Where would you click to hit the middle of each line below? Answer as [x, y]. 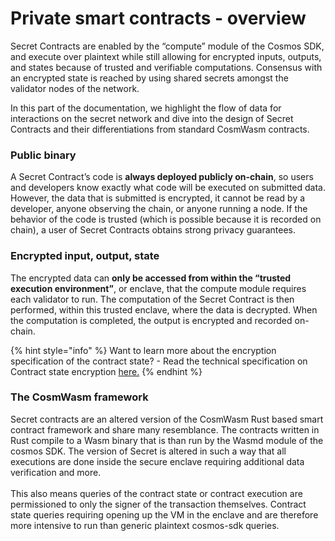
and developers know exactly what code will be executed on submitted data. [168, 188]
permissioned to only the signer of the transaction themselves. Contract [158, 504]
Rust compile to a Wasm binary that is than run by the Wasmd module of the [167, 440]
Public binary [43, 155]
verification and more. [56, 472]
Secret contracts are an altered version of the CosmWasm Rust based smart [167, 419]
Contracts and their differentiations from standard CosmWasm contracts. [160, 129]
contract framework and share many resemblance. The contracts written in [165, 429]
